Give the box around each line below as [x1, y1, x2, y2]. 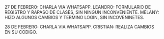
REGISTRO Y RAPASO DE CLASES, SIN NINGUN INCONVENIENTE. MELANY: [4, 9, 159, 15]
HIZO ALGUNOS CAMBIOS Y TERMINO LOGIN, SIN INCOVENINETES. [4, 15, 144, 20]
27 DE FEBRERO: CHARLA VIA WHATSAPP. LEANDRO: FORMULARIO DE [4, 4, 151, 10]
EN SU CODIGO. [4, 29, 37, 35]
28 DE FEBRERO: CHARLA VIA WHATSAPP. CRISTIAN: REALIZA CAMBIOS [4, 24, 155, 30]
